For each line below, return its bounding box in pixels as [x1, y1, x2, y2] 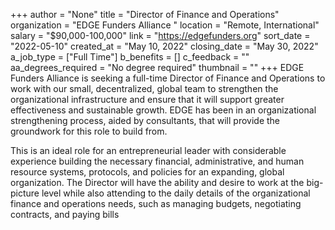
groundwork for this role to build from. [10, 125, 168, 137]
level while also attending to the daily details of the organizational [41, 187, 311, 199]
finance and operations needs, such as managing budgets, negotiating [10, 198, 302, 209]
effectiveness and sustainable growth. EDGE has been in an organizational [10, 104, 317, 116]
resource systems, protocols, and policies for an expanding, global [10, 166, 285, 178]
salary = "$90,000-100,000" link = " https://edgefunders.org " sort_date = [10, 30, 311, 41]
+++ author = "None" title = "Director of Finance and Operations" [10, 9, 280, 20]
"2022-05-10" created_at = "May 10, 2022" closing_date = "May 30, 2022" [10, 40, 319, 52]
